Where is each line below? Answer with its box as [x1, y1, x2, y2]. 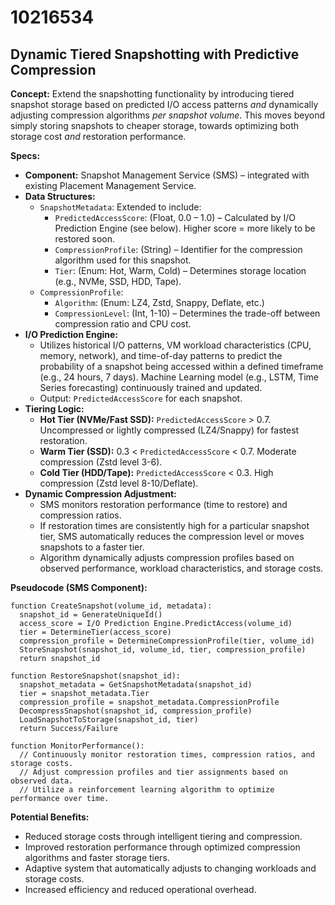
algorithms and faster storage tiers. [24, 852, 170, 863]
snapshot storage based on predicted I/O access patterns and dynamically [10, 99, 319, 110]
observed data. [10, 776, 74, 786]
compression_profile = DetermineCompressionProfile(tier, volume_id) [19, 636, 315, 646]
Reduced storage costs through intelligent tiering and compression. [24, 831, 303, 842]
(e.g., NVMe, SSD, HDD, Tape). [54, 276, 182, 287]
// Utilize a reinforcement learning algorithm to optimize [19, 785, 275, 795]
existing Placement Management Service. [24, 180, 197, 191]
